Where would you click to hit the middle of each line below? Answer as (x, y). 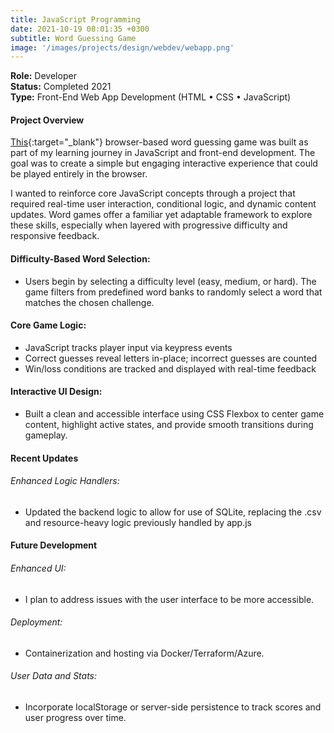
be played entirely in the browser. (79, 174)
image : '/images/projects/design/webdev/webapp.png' (122, 47)
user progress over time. (75, 718)
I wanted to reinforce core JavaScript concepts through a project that (153, 193)
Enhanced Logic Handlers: (65, 481)
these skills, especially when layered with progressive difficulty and (149, 225)
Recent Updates (44, 458)
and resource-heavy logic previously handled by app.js (138, 522)
